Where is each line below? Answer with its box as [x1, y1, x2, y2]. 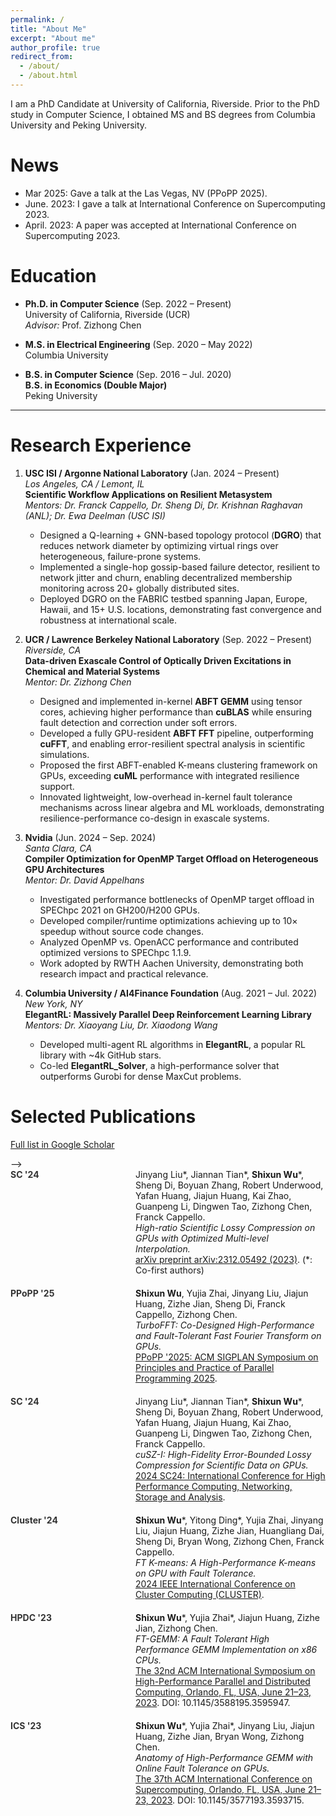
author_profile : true [10, 42, 101, 53]
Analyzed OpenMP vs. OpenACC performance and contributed [39, 936, 299, 948]
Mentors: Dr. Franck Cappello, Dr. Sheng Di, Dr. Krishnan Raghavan [24, 499, 303, 511]
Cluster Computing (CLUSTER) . [135, 1588, 265, 1600]
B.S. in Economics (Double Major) [24, 379, 168, 391]
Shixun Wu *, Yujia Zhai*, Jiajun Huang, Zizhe [135, 1611, 320, 1623]
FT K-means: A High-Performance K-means [135, 1556, 317, 1568]
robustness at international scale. [39, 614, 178, 626]
